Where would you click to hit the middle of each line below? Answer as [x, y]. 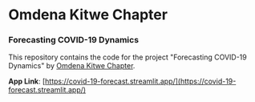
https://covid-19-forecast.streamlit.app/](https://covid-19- [141, 81]
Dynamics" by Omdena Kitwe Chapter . [72, 66]
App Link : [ [27, 81]
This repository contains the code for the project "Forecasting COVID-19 [127, 57]
